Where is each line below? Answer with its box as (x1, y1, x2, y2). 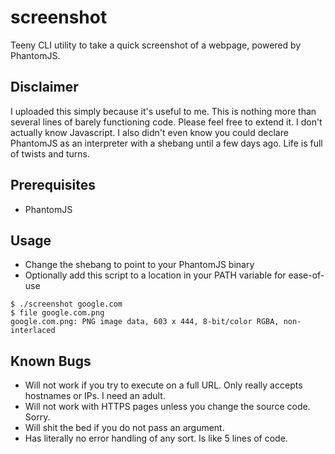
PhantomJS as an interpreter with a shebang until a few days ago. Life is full (10, 137, 323, 149)
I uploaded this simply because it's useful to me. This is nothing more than (10, 105, 317, 117)
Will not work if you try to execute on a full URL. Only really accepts (24, 379, 303, 391)
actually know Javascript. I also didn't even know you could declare (10, 126, 289, 138)
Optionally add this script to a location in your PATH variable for (24, 269, 287, 281)
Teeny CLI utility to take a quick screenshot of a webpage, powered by (10, 39, 302, 51)
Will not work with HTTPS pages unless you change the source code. (24, 401, 311, 413)
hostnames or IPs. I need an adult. (24, 390, 166, 402)
